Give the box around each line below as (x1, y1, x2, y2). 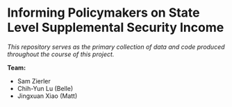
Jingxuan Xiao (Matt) (17, 92, 78, 100)
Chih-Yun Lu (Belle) (17, 84, 74, 92)
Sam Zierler (17, 76, 51, 85)
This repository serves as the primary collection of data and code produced (7, 42, 225, 51)
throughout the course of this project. (7, 50, 115, 58)
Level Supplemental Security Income (7, 19, 224, 35)
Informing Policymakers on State (7, 5, 200, 21)
